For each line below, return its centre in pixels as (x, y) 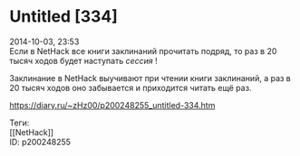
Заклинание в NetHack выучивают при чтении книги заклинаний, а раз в (150, 78)
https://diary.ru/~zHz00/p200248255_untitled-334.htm (112, 105)
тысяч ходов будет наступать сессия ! (83, 60)
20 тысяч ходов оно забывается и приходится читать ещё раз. (131, 87)
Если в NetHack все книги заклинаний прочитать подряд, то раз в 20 (143, 50)
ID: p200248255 (40, 142)
